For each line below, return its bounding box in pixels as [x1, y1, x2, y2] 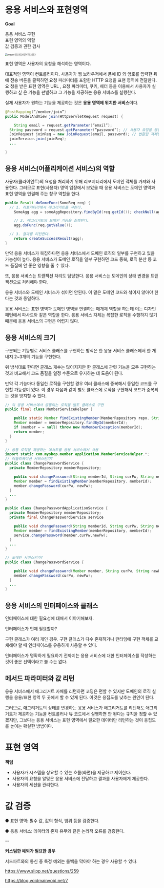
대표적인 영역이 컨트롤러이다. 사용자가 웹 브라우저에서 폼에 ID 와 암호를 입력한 [5, 71, 153, 77]
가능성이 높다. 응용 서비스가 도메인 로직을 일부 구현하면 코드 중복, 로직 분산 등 [5, 256, 152, 262]
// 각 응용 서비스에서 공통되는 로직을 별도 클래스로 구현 [5, 402, 104, 407]
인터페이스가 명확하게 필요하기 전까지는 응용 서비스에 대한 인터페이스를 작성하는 [5, 653, 157, 658]
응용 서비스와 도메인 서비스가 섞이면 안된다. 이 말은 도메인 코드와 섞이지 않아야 [5, 289, 154, 295]
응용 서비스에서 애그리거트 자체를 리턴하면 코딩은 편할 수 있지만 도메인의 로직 [5, 688, 151, 694]
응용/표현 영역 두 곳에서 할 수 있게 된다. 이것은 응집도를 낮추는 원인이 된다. [14, 694, 155, 700]
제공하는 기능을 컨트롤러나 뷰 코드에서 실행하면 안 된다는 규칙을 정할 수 [18, 711, 152, 717]
